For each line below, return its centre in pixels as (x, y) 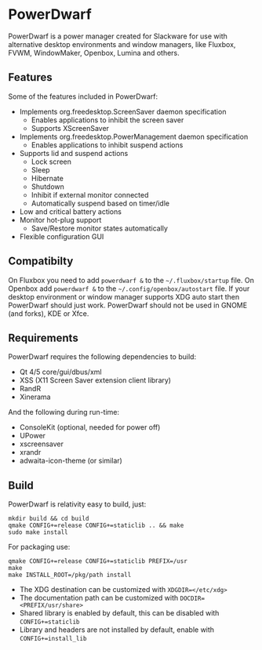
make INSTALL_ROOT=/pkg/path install (70, 575)
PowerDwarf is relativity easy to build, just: (77, 504)
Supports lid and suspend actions (74, 153)
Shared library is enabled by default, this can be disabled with (119, 613)
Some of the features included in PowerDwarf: (83, 96)
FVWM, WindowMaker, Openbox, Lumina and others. (94, 53)
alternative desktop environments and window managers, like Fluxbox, (122, 44)
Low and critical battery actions (70, 211)
